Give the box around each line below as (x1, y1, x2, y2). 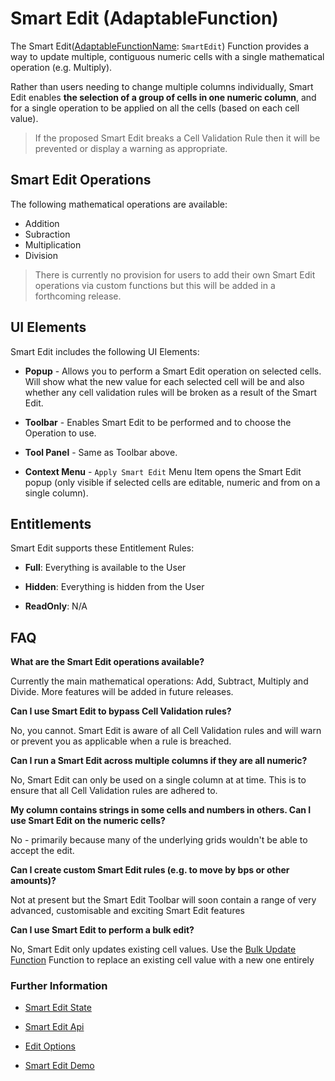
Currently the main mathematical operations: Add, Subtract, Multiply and (10, 675, 309, 687)
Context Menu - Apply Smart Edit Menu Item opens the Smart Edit (24, 465, 302, 477)
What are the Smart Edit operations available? (10, 656, 205, 668)
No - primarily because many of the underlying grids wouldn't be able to (10, 834, 308, 846)
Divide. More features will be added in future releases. (10, 686, 234, 698)
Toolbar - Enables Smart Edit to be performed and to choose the (24, 416, 292, 428)
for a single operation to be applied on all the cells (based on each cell (10, 102, 300, 114)
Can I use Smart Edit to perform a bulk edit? (10, 924, 195, 936)
